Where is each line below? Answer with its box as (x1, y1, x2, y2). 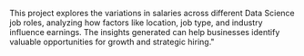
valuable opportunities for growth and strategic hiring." (9, 36, 216, 47)
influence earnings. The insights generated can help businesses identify (9, 27, 280, 37)
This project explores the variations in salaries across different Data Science (9, 8, 296, 18)
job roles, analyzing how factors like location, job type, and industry (9, 17, 263, 28)
